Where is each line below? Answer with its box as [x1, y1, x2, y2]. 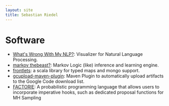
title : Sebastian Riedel [5, 12, 58, 17]
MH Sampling [12, 95, 42, 101]
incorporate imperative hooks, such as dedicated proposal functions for [12, 89, 164, 95]
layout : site [5, 7, 33, 13]
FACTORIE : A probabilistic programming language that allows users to [12, 84, 160, 90]
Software [5, 34, 45, 46]
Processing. [12, 57, 38, 63]
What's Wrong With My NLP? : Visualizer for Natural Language [12, 51, 143, 57]
